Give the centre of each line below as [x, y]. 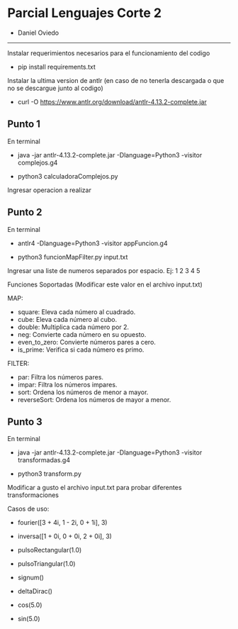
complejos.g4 [38, 162]
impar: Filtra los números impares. [67, 384]
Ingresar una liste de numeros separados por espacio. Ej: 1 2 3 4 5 [104, 270]
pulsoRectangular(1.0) [50, 550]
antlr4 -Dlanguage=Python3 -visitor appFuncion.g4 [92, 243]
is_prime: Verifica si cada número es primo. [81, 350]
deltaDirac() [35, 591]
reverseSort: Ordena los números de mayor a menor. [94, 399]
